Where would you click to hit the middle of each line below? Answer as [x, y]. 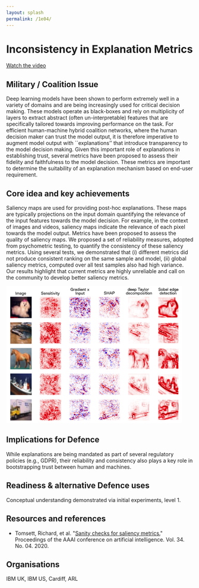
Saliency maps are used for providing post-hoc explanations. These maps [97, 208]
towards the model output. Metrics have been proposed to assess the [91, 233]
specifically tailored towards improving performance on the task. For [90, 124]
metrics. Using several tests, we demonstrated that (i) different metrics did [97, 252]
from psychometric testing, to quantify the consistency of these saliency [95, 246]
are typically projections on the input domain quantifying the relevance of [96, 214]
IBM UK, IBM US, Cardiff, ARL [42, 579]
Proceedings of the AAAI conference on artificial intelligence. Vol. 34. [99, 539]
